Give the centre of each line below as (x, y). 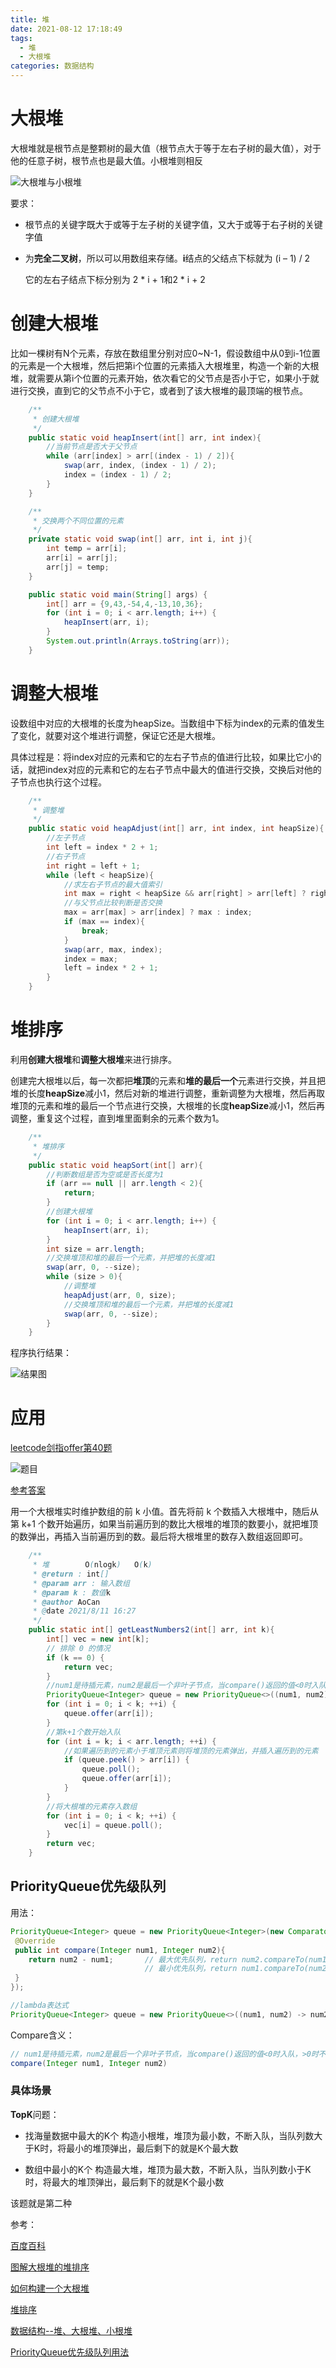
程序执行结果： (41, 1353)
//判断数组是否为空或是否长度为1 (105, 1174)
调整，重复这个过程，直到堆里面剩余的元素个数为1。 (117, 1118)
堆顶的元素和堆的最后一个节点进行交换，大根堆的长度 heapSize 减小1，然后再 (167, 1105)
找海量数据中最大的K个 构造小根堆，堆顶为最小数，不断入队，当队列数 (169, 2135)
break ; (95, 931)
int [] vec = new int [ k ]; (98, 1639)
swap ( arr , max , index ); (113, 949)
